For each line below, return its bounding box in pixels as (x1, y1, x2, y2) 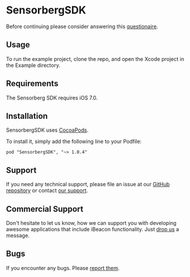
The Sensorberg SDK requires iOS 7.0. (6, 94, 98, 101)
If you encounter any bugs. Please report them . (6, 264, 120, 271)
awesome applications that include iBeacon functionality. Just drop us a (6, 226, 179, 232)
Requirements (6, 78, 58, 88)
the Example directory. (6, 61, 60, 69)
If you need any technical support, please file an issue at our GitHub (6, 181, 170, 188)
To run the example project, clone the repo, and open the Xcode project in (6, 55, 184, 62)
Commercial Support (6, 204, 84, 214)
